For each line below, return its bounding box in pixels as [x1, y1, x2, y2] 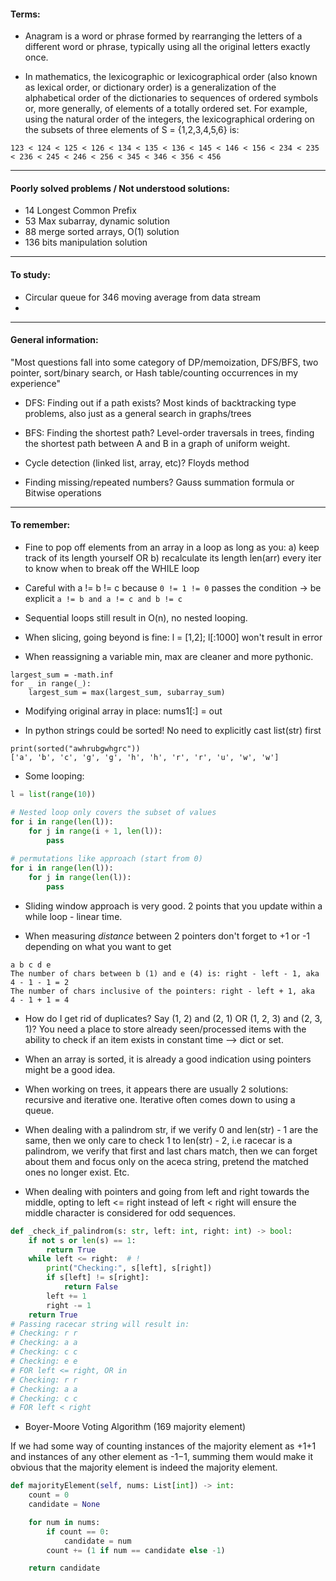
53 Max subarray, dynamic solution [24, 215, 170, 227]
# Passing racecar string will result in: [10, 1319, 190, 1329]
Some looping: [24, 770, 85, 782]
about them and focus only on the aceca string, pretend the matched [24, 1155, 309, 1167]
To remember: [10, 519, 71, 531]
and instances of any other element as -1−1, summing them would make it [10, 1451, 313, 1463]
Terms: [10, 8, 41, 20]
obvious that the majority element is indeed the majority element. [10, 1461, 278, 1474]
